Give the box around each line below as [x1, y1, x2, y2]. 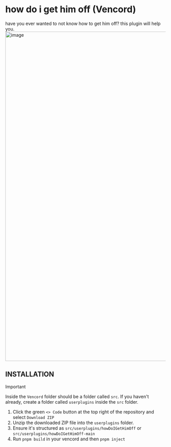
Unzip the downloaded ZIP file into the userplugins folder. [12, 419, 134, 426]
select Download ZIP [12, 414, 54, 420]
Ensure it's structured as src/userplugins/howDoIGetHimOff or [12, 425, 141, 431]
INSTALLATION [5, 370, 54, 379]
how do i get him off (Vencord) [5, 4, 136, 15]
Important [5, 383, 26, 389]
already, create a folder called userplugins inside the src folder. [5, 399, 138, 405]
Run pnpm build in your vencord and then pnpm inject [12, 436, 126, 442]
